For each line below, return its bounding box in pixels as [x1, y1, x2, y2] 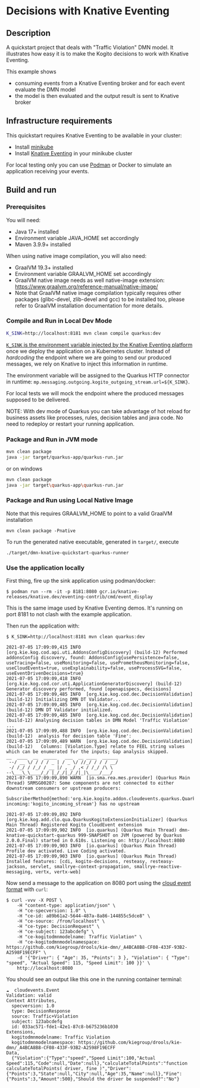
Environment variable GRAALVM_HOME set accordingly [14, 270, 152, 277]
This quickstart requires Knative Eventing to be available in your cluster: [6, 131, 182, 139]
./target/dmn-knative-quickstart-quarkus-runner [6, 549, 129, 556]
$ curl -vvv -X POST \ [6, 898, 62, 903]
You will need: [6, 216, 40, 223]
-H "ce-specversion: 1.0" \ [17, 908, 86, 914]
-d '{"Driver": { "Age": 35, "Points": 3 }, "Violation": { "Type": [17, 955, 190, 961]
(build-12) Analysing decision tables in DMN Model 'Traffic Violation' [6, 718, 190, 724]
